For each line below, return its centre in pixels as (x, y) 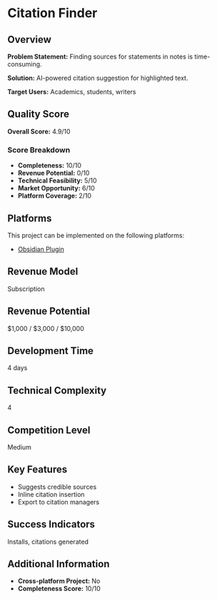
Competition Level (49, 430)
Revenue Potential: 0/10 (54, 173)
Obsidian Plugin (41, 249)
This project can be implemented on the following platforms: (96, 235)
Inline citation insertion (51, 494)
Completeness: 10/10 (50, 166)
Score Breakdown (39, 150)
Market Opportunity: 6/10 (56, 188)
